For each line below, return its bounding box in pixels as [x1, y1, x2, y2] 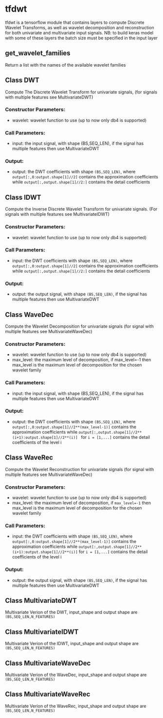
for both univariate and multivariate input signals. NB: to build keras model [5, 30, 154, 35]
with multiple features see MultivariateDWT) [5, 94, 93, 100]
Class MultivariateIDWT [5, 628, 79, 636]
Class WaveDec [5, 310, 54, 319]
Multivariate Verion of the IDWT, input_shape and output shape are [5, 641, 139, 647]
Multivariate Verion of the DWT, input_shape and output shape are [5, 609, 138, 615]
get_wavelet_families [5, 49, 71, 57]
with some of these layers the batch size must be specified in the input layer [5, 35, 158, 41]
